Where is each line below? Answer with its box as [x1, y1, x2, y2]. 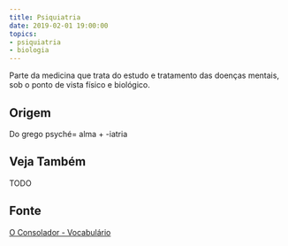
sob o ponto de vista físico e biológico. [9, 80, 150, 90]
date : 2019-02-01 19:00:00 [9, 21, 109, 30]
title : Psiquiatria [9, 12, 81, 22]
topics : [9, 29, 38, 38]
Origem [9, 105, 51, 120]
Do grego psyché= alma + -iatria [9, 128, 128, 139]
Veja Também [9, 154, 87, 169]
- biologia [9, 46, 49, 55]
